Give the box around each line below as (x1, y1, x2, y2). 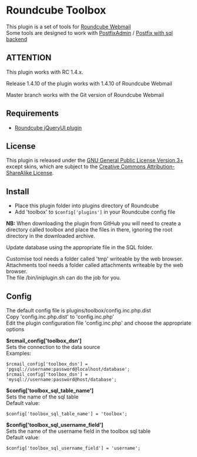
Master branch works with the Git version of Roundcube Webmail (6, 91, 164, 98)
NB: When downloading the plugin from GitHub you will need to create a (6, 220, 181, 227)
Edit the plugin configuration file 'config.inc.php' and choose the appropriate (6, 319, 192, 327)
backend (6, 35, 28, 43)
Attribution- (146, 163, 175, 170)
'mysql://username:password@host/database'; (6, 377, 117, 383)
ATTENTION (6, 53, 52, 63)
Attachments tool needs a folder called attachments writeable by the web (6, 262, 183, 269)
